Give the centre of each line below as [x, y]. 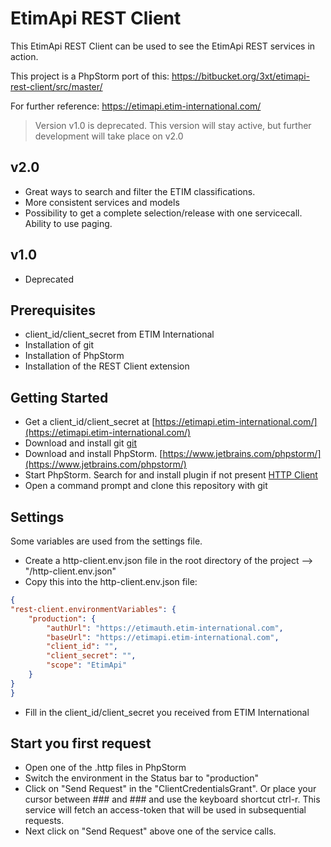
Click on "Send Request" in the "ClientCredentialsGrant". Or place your [170, 789]
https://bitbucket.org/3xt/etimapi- [241, 76]
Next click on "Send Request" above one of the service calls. [150, 831]
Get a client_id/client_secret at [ [90, 422]
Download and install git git [81, 443]
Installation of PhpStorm [74, 356]
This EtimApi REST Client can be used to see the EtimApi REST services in [163, 46]
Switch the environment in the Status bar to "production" [141, 778]
